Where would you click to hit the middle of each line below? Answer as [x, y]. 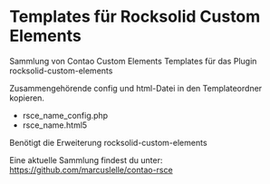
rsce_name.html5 [55, 125]
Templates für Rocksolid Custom [135, 17]
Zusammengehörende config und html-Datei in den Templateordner [136, 88]
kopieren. [27, 98]
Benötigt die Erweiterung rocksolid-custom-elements [108, 142]
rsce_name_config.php [65, 115]
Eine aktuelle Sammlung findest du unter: [86, 160]
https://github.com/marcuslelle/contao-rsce [92, 169]
